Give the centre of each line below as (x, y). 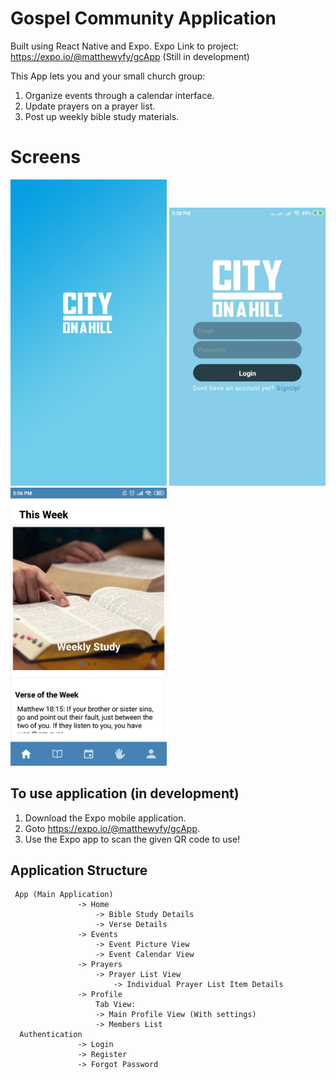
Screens (45, 157)
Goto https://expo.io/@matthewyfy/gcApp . (112, 828)
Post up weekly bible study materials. (102, 116)
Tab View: (116, 1005)
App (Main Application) (64, 895)
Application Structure (79, 870)
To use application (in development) (125, 793)
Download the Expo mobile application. (105, 818)
